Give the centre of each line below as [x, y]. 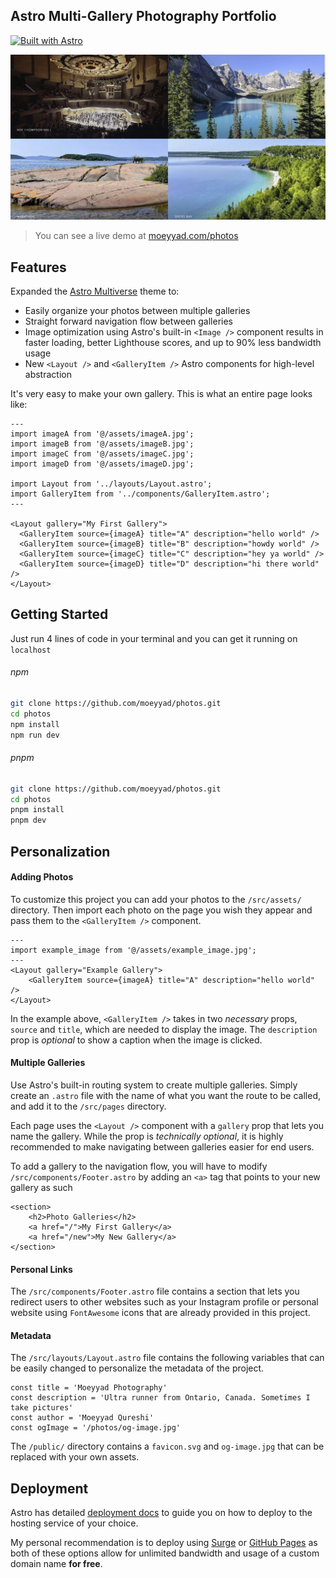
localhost [31, 650]
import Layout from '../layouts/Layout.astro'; [111, 484]
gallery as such [41, 1187]
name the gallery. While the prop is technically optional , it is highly [147, 1136]
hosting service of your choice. [74, 1523]
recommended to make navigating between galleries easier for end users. [162, 1146]
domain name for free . [56, 1564]
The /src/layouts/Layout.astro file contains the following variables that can [167, 1358]
